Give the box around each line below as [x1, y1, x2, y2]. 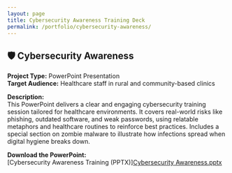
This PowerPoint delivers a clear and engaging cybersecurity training [7, 100, 206, 109]
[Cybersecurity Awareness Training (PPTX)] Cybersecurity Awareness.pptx [7, 158, 222, 167]
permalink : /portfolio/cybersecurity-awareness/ [7, 23, 152, 30]
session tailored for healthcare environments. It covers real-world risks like [7, 107, 223, 116]
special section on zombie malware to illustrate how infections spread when [7, 130, 226, 138]
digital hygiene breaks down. [7, 137, 91, 146]
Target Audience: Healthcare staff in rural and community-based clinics [7, 80, 215, 88]
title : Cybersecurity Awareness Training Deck [7, 17, 145, 24]
